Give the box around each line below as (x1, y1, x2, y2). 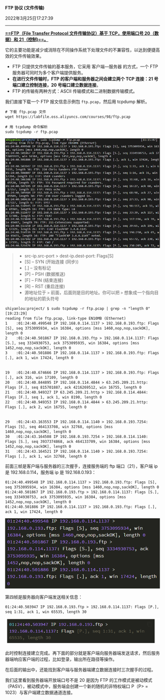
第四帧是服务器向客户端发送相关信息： (5, 594, 82, 600)
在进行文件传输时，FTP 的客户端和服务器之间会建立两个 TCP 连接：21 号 (12, 76, 159, 82)
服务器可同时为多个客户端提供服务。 (12, 70, 86, 75)
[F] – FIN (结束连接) (24, 277, 64, 283)
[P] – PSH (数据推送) (24, 271, 66, 277)
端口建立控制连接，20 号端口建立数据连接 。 (12, 82, 101, 88)
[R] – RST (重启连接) (24, 283, 65, 289)
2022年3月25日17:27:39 (5, 15, 54, 21)
